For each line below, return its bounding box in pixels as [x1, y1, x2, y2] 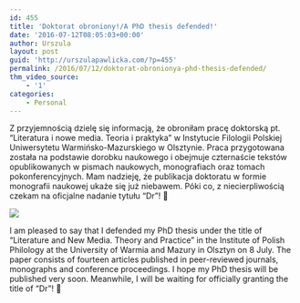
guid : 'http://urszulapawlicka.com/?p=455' [9, 56, 178, 65]
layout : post [9, 47, 59, 56]
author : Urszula [9, 38, 71, 48]
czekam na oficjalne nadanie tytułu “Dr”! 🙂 [9, 190, 169, 201]
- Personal [26, 97, 67, 107]
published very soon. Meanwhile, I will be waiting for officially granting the [9, 274, 289, 285]
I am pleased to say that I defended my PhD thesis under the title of [9, 225, 263, 237]
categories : [9, 89, 55, 98]
